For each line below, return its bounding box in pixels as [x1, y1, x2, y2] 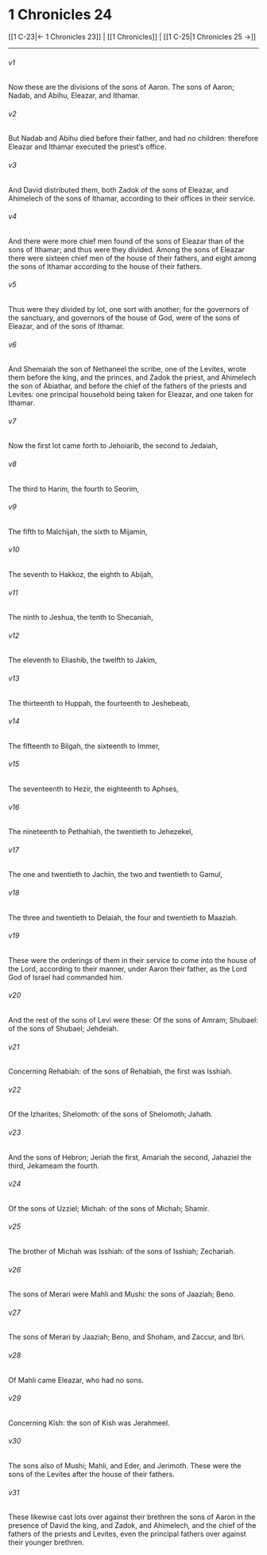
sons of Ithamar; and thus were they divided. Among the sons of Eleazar [8, 244, 245, 254]
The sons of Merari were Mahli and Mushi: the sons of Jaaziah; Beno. [8, 1289, 236, 1299]
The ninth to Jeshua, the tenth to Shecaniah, [8, 613, 153, 622]
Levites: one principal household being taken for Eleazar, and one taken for [8, 390, 254, 399]
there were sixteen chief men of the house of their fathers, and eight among [8, 253, 257, 263]
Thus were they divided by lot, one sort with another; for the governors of [8, 304, 250, 314]
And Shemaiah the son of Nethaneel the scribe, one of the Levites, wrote [8, 364, 246, 374]
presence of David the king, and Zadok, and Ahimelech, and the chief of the [8, 1521, 257, 1530]
